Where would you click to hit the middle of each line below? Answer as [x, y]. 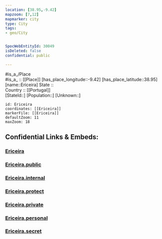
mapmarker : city [22, 19]
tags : [11, 28]
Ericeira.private [24, 205]
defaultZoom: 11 [22, 118]
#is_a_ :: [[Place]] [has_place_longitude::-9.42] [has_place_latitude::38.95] [81, 79]
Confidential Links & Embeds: [52, 137]
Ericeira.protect [25, 191]
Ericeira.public [23, 164]
